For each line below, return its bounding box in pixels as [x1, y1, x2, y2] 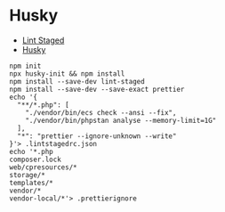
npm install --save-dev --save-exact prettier [9, 85, 185, 94]
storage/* [9, 170, 46, 179]
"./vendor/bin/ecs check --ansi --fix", [25, 108, 177, 117]
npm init [9, 61, 42, 70]
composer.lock [9, 155, 62, 164]
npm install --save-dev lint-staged [9, 77, 145, 86]
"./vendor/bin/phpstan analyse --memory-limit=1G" [25, 116, 217, 125]
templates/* [9, 178, 53, 187]
